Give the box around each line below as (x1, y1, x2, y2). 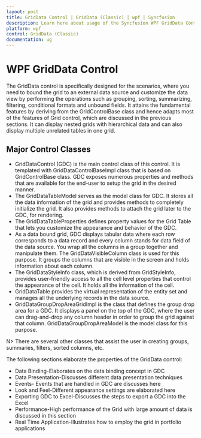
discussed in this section (14, 412, 77, 419)
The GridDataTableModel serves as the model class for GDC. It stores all (14, 192, 193, 199)
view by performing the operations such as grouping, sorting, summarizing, (6, 95, 193, 102)
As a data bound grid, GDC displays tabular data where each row (14, 230, 175, 238)
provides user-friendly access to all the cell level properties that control (14, 275, 191, 282)
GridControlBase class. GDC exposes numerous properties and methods (14, 173, 194, 180)
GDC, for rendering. (14, 211, 64, 218)
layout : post (6, 8, 39, 15)
